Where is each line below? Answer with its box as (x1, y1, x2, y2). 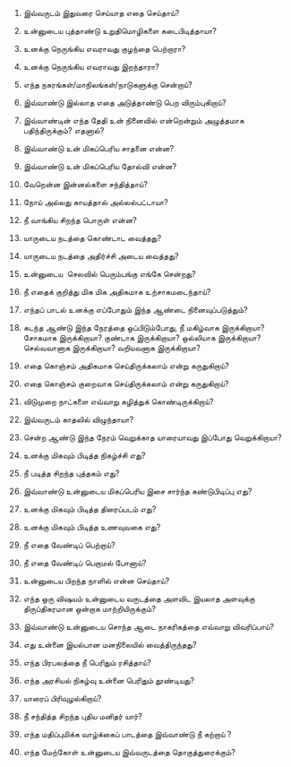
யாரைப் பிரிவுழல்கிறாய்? (22, 694, 102, 703)
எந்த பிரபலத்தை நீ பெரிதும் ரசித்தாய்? (22, 658, 151, 668)
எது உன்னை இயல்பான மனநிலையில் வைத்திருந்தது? (22, 640, 197, 650)
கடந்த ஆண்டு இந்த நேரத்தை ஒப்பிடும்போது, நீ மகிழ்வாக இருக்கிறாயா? (22, 323, 265, 332)
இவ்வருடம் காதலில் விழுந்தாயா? (22, 414, 134, 425)
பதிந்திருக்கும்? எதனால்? (22, 125, 105, 135)
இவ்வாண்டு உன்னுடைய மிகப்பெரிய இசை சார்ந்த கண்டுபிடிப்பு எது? (22, 486, 252, 496)
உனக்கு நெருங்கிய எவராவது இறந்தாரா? (22, 62, 160, 72)
